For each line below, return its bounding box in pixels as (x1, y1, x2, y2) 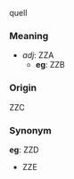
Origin (9, 82, 37, 94)
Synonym (9, 124, 52, 136)
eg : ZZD (9, 144, 39, 155)
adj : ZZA (21, 50, 54, 61)
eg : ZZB (35, 60, 65, 70)
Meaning (9, 29, 49, 42)
